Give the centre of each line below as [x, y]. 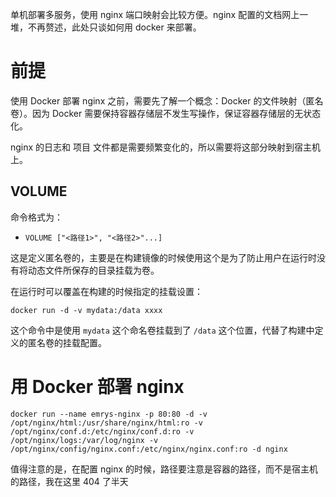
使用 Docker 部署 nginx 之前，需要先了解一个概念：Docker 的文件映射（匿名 [167, 100]
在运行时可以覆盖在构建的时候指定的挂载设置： [106, 291]
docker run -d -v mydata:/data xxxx [86, 310]
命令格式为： [36, 217]
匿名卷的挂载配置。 [67, 342]
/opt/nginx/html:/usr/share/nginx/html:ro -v [106, 423]
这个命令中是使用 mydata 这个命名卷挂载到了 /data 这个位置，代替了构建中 [162, 330]
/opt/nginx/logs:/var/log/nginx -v [84, 440]
